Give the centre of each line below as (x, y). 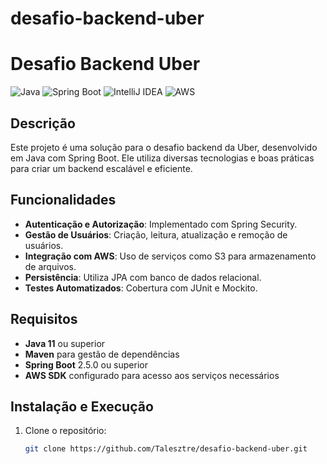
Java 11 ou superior (65, 343)
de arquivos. (50, 266)
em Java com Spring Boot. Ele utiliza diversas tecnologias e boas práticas (162, 158)
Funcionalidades (63, 200)
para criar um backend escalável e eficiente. (101, 168)
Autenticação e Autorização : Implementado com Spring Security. (161, 224)
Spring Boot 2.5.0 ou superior (86, 364)
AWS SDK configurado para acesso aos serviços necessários (152, 375)
